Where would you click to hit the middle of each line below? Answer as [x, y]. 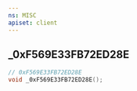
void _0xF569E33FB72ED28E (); [56, 80]
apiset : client [33, 23]
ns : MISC [22, 15]
